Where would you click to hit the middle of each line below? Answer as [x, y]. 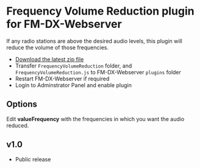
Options [22, 104]
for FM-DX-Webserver [64, 24]
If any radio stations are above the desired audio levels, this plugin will [95, 41]
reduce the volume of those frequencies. [58, 47]
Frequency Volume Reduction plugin [100, 11]
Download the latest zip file [49, 59]
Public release [33, 159]
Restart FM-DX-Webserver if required [62, 79]
